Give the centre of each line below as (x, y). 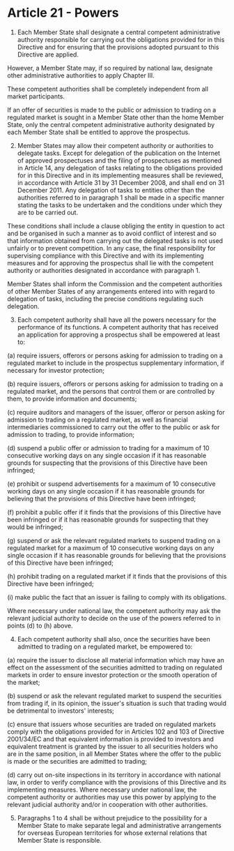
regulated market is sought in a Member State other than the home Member (116, 117)
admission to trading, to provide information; (71, 434)
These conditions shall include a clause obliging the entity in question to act (116, 225)
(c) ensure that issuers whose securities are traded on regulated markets (112, 724)
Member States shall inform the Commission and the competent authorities (115, 283)
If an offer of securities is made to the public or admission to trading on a (112, 110)
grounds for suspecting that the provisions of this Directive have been (107, 463)
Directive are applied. (48, 54)
